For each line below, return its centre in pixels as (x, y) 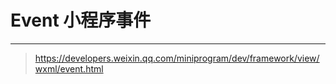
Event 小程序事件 (81, 20)
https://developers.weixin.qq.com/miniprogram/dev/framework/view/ (177, 58)
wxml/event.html (69, 68)
